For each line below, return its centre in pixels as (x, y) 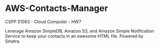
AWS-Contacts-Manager (57, 8)
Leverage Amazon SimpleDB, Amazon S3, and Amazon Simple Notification (79, 31)
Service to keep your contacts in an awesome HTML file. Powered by (74, 36)
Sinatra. (13, 41)
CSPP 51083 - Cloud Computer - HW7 (43, 22)
